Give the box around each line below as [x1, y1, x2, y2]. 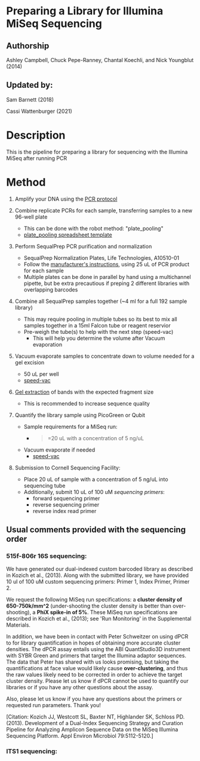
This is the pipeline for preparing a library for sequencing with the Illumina [6, 148, 188, 155]
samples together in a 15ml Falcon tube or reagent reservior [23, 321, 171, 329]
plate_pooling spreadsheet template [23, 231, 112, 238]
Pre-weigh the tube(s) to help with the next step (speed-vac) [23, 328, 174, 335]
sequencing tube [23, 482, 66, 489]
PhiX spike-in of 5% [36, 609, 88, 616]
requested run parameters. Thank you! [6, 702, 101, 709]
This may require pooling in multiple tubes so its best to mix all [23, 315, 177, 323]
